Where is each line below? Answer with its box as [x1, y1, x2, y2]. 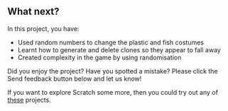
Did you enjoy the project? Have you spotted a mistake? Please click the [7, 66, 218, 75]
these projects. [7, 95, 51, 104]
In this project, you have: [7, 24, 80, 33]
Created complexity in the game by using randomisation [17, 53, 182, 62]
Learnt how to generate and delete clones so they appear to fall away [17, 45, 222, 54]
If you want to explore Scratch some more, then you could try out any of [7, 88, 219, 96]
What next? [7, 6, 60, 18]
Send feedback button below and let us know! [7, 74, 142, 83]
